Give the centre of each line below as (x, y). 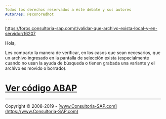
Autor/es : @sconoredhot (30, 14)
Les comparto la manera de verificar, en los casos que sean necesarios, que (83, 53)
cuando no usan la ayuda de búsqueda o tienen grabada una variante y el (80, 63)
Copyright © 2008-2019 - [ (33, 106)
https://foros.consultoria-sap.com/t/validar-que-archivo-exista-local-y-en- (81, 28)
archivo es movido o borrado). (36, 68)
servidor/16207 (21, 33)
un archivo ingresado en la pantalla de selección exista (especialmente (77, 58)
